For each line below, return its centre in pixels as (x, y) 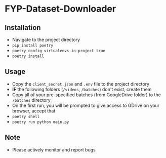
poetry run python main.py (40, 122)
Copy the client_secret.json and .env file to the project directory (81, 84)
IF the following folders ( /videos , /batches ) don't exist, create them (82, 89)
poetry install (28, 56)
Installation (23, 28)
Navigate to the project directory (46, 39)
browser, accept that (34, 111)
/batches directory (31, 100)
